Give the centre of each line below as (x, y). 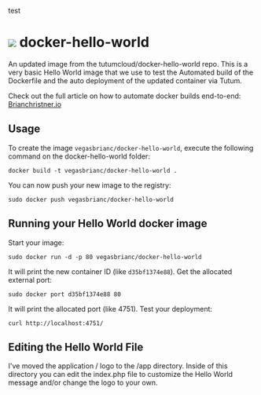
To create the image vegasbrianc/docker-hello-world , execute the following (131, 148)
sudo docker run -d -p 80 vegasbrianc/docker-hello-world (105, 257)
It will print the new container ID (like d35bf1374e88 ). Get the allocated (120, 271)
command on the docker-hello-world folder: (79, 156)
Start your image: (36, 243)
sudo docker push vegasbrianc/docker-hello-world (91, 199)
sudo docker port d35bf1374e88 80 (65, 294)
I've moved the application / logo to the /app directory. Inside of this (118, 366)
